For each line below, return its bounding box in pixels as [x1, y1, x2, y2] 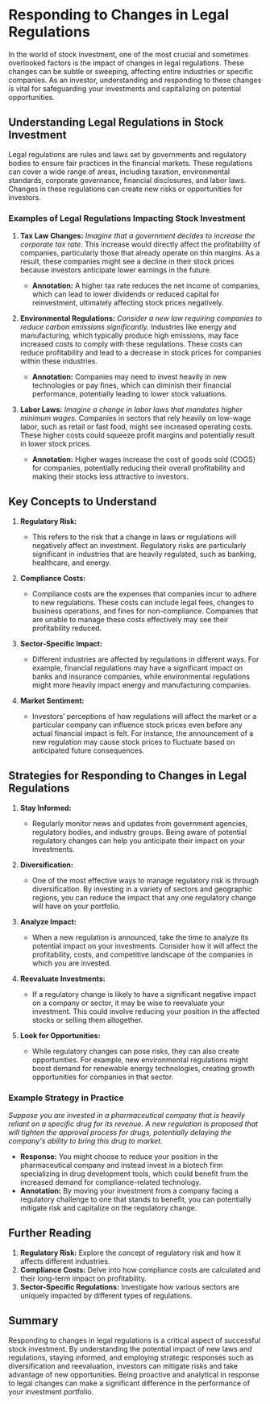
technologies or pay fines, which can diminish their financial [31, 380, 232, 390]
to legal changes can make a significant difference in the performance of [8, 1378, 251, 1388]
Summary [8, 1314, 59, 1327]
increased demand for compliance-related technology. [19, 1177, 201, 1186]
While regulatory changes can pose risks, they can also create [31, 1046, 239, 1056]
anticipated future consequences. [31, 746, 145, 755]
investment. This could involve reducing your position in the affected [31, 1006, 260, 1016]
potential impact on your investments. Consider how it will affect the [31, 941, 258, 950]
